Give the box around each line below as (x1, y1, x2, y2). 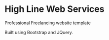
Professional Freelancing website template (4, 20, 91, 26)
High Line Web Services (4, 3, 105, 15)
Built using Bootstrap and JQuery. (4, 29, 73, 35)
